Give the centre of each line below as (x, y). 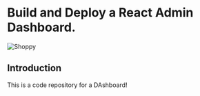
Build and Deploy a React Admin (100, 13)
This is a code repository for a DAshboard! (67, 85)
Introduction (34, 68)
